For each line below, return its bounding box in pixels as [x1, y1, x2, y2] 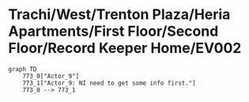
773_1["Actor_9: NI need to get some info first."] [22, 79, 196, 87]
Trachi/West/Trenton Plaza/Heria [8, 6, 231, 24]
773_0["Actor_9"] [22, 72, 80, 80]
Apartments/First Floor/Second [8, 22, 219, 40]
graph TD [8, 65, 37, 73]
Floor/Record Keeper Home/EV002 [8, 40, 242, 57]
